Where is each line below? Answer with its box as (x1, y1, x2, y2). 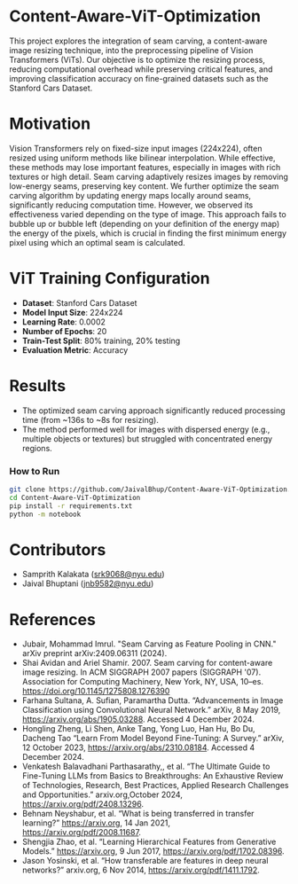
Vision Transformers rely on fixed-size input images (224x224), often (9, 143, 263, 153)
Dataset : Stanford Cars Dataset (21, 297, 137, 308)
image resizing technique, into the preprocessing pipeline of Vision (9, 44, 254, 55)
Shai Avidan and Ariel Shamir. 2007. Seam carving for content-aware (21, 658, 273, 669)
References (9, 609, 96, 630)
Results (9, 376, 67, 395)
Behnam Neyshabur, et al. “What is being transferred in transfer (21, 809, 255, 819)
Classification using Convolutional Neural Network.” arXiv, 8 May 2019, (21, 705, 281, 716)
